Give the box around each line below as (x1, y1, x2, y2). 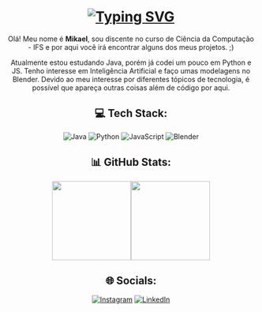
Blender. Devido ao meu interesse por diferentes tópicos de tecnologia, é (12, 74, 250, 84)
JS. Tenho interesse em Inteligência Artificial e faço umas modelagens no (11, 66, 251, 75)
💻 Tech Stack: (94, 107, 168, 120)
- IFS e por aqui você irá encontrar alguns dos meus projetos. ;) (28, 42, 234, 51)
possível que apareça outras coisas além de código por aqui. (32, 83, 230, 92)
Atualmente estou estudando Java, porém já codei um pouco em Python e (10, 58, 252, 67)
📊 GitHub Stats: (90, 156, 172, 169)
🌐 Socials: (105, 273, 157, 288)
